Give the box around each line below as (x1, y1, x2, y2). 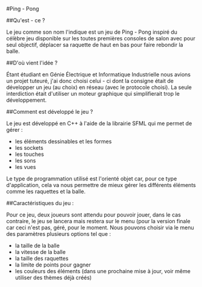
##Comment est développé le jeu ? (6, 108, 93, 115)
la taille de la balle (14, 242, 60, 249)
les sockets (14, 144, 43, 151)
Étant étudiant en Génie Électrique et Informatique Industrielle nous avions (6, 71, 191, 78)
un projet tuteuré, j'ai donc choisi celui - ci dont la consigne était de (6, 78, 174, 84)
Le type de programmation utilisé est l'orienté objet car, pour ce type (6, 175, 177, 182)
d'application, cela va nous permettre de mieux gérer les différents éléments (6, 182, 196, 188)
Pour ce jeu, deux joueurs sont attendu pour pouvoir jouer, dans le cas (6, 211, 181, 218)
